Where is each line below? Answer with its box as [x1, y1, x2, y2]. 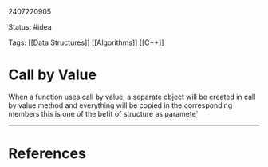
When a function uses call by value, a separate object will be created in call [8, 92, 256, 101]
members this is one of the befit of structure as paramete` [8, 109, 199, 118]
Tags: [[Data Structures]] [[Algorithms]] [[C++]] [8, 38, 165, 47]
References [8, 145, 86, 163]
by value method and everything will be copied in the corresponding [8, 100, 233, 110]
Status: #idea [8, 22, 52, 31]
